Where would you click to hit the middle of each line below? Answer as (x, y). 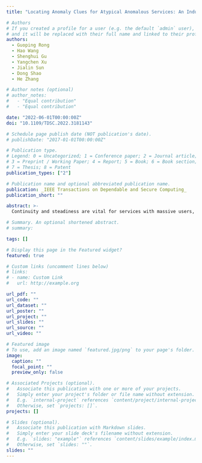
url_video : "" (24, 334)
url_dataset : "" (26, 305)
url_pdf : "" (21, 294)
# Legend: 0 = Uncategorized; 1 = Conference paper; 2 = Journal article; (102, 156)
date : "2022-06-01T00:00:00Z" (44, 117)
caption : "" (27, 361)
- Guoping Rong (31, 45)
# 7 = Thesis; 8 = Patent (38, 167)
